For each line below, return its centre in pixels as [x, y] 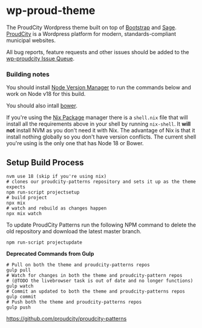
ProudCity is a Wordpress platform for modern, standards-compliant [91, 33]
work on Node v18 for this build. [46, 94]
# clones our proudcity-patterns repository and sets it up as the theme [101, 182]
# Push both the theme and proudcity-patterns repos [74, 302]
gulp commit [21, 297]
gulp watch [20, 286]
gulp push [19, 307]
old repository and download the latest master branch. [74, 231]
